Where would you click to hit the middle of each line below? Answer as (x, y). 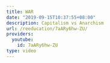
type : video (21, 51)
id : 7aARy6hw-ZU (38, 46)
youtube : (23, 40)
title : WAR (20, 12)
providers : (20, 34)
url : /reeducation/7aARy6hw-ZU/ (47, 28)
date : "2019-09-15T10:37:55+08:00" (51, 17)
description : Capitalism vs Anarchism (55, 23)
